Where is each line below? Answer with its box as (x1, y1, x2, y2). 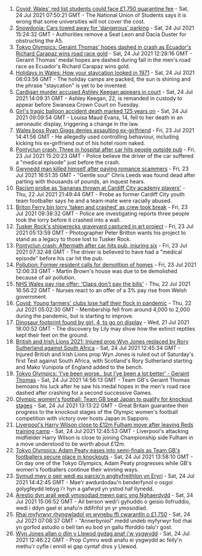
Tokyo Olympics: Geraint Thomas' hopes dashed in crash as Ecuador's (15, 43, 192, 51)
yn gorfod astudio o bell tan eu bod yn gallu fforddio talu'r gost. (15, 523, 173, 531)
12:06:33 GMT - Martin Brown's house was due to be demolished (15, 267, 178, 275)
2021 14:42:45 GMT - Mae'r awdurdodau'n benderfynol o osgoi (15, 479, 173, 486)
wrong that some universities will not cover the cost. (15, 18, 145, 25)
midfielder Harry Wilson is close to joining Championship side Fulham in (15, 434, 194, 441)
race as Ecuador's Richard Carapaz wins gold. (15, 63, 130, 70)
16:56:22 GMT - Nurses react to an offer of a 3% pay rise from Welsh (15, 287, 187, 294)
